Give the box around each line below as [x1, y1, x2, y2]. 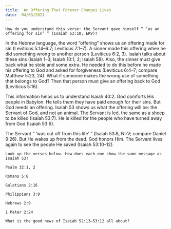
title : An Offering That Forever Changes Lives [5, 7, 111, 13]
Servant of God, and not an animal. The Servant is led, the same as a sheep [5, 110, 165, 116]
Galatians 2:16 [5, 182, 38, 188]
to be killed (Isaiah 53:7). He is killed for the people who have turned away [5, 115, 162, 121]
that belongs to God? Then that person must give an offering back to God [5, 78, 161, 84]
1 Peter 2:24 [5, 210, 33, 215]
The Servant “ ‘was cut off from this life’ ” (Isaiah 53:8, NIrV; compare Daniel [5, 130, 166, 136]
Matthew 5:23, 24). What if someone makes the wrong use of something [5, 72, 159, 78]
